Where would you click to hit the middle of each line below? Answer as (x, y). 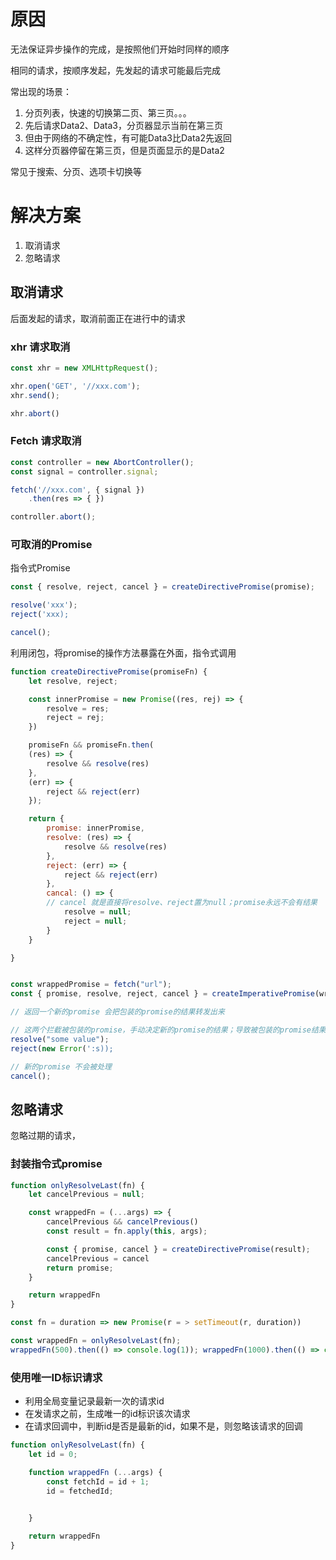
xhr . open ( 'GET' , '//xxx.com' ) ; (75, 386)
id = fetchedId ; (80, 1491)
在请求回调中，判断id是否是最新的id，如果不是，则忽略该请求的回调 (163, 1426)
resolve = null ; (97, 912)
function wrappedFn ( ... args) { (95, 1472)
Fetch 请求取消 (46, 441)
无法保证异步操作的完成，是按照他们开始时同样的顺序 (120, 49)
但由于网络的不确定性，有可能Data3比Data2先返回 (128, 137)
